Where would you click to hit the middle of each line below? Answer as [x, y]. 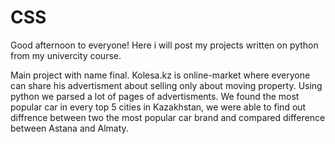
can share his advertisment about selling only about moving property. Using [166, 85]
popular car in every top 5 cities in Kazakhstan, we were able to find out [158, 107]
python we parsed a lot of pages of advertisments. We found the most [155, 96]
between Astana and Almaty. [69, 128]
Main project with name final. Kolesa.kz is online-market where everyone [160, 75]
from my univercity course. [66, 55]
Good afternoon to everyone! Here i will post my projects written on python [164, 45]
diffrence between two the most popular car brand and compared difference [168, 117]
